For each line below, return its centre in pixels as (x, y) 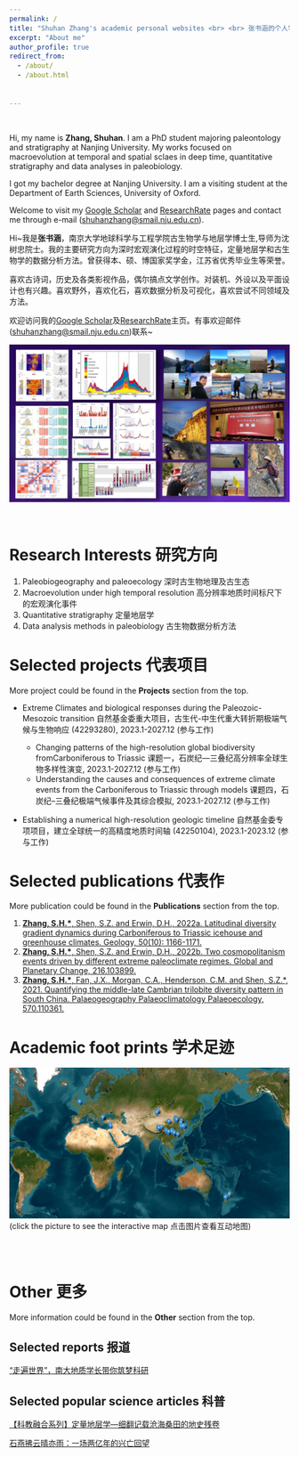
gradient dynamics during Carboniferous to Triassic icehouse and (142, 933)
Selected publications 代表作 (117, 881)
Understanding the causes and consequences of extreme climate (155, 778)
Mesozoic (40, 718)
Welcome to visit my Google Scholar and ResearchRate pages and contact (145, 210)
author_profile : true (49, 47)
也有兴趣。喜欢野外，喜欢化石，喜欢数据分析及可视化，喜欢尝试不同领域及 (153, 290)
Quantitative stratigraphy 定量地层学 (88, 615)
